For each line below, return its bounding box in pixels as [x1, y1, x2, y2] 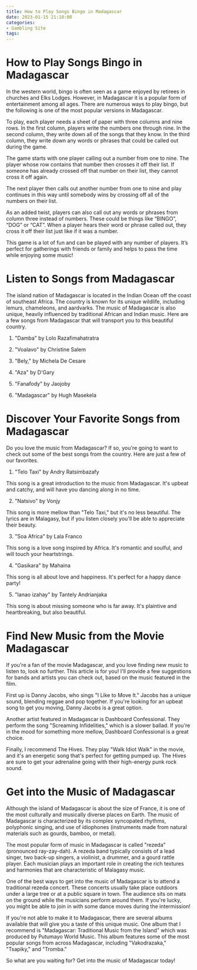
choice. [6, 734, 25, 741]
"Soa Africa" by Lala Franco [14, 532, 82, 540]
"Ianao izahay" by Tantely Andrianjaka [14, 591, 107, 598]
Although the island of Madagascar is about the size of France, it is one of [6, 804, 185, 811]
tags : [6, 31, 19, 37]
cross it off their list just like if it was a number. [6, 228, 119, 235]
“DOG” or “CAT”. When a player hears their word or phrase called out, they [6, 222, 187, 229]
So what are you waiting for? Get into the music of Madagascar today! [6, 956, 175, 964]
